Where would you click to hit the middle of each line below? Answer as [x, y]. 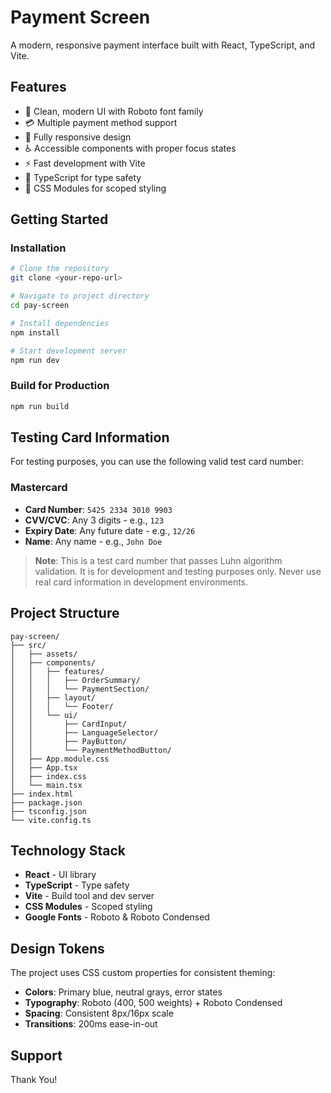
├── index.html [42, 794]
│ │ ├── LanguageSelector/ [84, 732]
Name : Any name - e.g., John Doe [93, 541]
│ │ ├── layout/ [53, 697]
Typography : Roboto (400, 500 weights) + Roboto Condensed [153, 1003]
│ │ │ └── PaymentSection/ [80, 689]
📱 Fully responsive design [78, 137]
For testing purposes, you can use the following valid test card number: [157, 462]
